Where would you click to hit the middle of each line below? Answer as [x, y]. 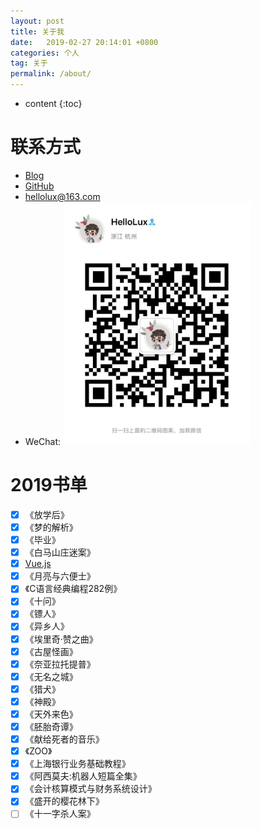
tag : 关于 [29, 63]
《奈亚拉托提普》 [60, 664]
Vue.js [38, 564]
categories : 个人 [45, 53]
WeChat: [43, 441]
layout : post [37, 21]
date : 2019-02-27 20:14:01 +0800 [84, 42]
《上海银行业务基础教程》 [77, 764]
